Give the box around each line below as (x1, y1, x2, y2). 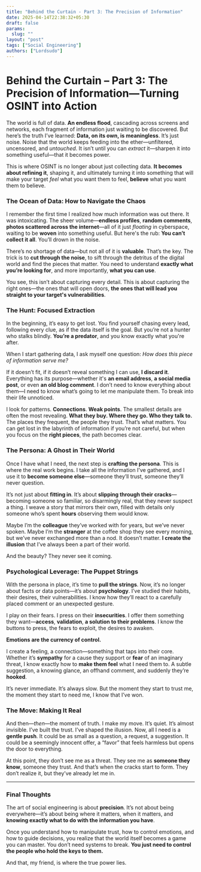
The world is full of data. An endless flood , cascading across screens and (6, 119, 189, 126)
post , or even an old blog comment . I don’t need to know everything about (6, 381, 191, 389)
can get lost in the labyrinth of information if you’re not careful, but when (6, 425, 185, 432)
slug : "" (11, 31, 33, 37)
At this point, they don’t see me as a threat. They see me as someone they (6, 757, 190, 765)
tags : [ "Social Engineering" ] (6, 43, 82, 49)
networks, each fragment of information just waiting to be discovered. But (6, 126, 188, 133)
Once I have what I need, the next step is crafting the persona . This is (6, 460, 179, 467)
